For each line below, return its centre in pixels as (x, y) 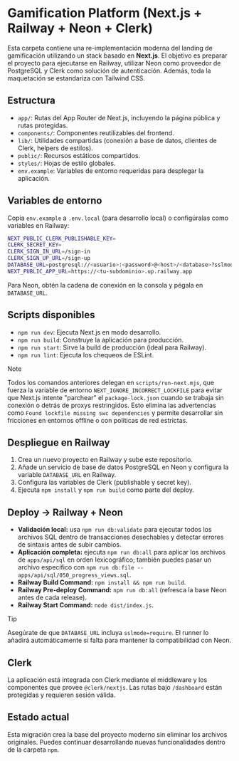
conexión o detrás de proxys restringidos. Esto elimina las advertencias (112, 405)
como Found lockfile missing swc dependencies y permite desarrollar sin (115, 413)
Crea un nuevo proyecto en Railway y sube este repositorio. (105, 460)
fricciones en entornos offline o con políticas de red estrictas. (98, 420)
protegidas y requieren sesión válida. (62, 695)
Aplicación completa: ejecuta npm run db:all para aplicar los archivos (122, 552)
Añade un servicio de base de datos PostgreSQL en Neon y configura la (123, 467)
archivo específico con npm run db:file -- (81, 567)
